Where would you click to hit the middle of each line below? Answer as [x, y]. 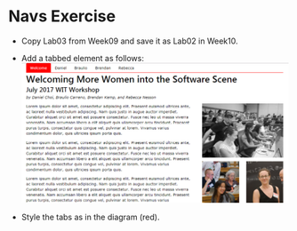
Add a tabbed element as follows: [82, 58]
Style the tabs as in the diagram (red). [90, 217]
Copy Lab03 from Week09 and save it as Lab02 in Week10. [129, 41]
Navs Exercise [62, 16]
